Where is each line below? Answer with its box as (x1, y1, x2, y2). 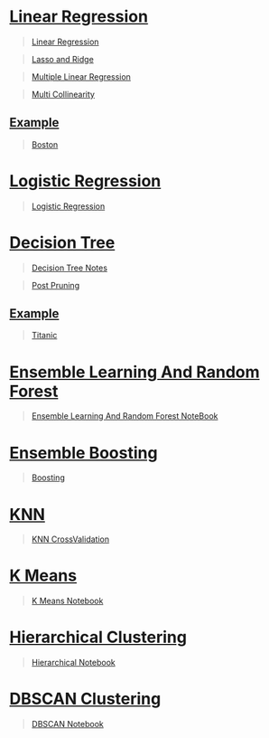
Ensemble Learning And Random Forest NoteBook (31, 411, 218, 421)
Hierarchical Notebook (31, 658, 116, 668)
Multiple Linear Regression (31, 71, 131, 82)
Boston (31, 138, 59, 150)
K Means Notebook (31, 595, 104, 607)
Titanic (31, 330, 58, 341)
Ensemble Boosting (9, 442, 158, 463)
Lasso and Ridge (31, 53, 95, 64)
